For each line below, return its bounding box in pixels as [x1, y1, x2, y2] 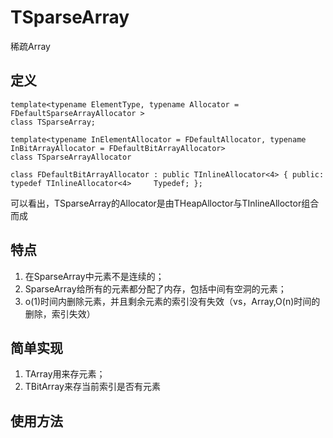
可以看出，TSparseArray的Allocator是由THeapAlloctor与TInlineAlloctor [10, 197, 302, 209]
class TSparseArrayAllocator [10, 152, 132, 162]
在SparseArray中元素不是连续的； [24, 270, 165, 282]
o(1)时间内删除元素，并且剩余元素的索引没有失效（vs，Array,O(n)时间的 [24, 295, 321, 307]
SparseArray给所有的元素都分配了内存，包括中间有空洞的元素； [24, 282, 287, 295]
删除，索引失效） [24, 307, 96, 320]
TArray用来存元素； [24, 368, 106, 380]
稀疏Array [10, 40, 51, 52]
